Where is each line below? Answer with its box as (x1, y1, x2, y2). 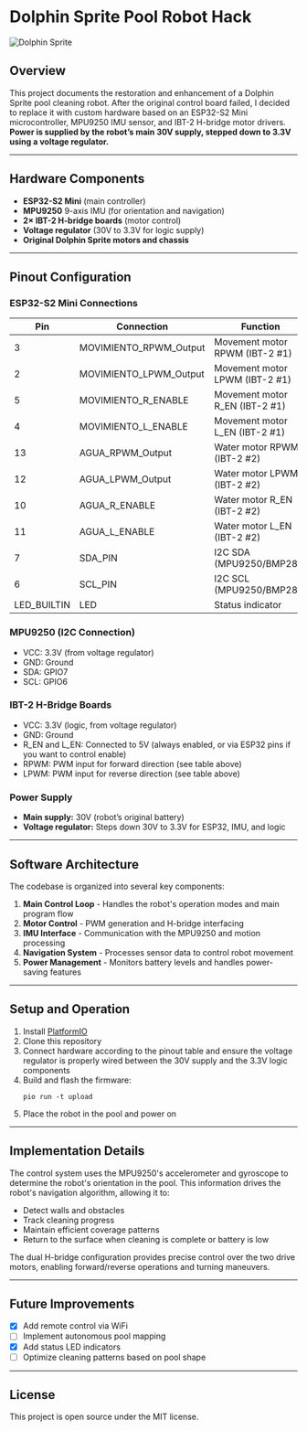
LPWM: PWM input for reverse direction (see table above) (22, 768, 240, 779)
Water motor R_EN (214, 494, 293, 507)
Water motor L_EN (214, 519, 292, 532)
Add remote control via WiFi (22, 1320, 128, 1331)
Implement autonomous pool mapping (22, 1330, 166, 1341)
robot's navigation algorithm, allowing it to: (9, 1187, 171, 1198)
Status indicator (214, 599, 282, 612)
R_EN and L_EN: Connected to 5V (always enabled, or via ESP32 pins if (22, 739, 291, 750)
